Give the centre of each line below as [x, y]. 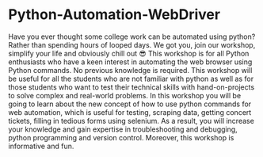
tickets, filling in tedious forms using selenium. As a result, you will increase [131, 121]
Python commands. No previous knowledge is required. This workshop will [130, 70]
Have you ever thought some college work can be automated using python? [132, 36]
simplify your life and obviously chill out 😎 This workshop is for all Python [129, 53]
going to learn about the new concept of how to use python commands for [130, 104]
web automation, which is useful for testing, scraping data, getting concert [130, 112]
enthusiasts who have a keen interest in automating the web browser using [130, 62]
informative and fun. [41, 146]
